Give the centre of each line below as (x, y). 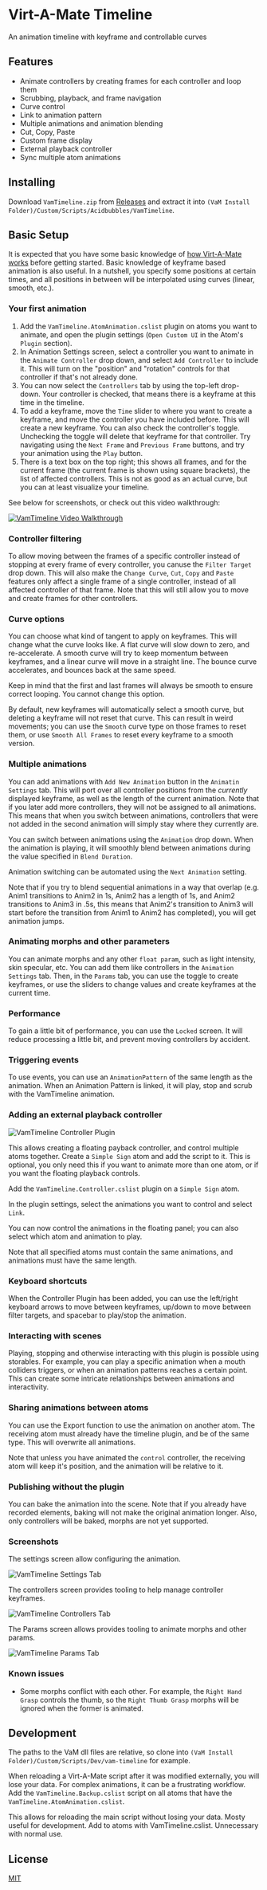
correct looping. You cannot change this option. (86, 694)
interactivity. (29, 1387)
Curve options (37, 619)
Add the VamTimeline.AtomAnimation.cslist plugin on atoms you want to (138, 326)
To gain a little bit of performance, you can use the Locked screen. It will (126, 1031)
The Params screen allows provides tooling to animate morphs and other (128, 1629)
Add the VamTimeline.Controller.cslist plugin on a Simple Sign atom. (124, 1189)
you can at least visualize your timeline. (84, 487)
